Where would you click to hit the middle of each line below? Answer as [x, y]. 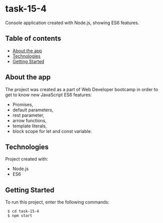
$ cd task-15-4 [23, 211]
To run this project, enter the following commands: [57, 202]
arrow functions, [29, 120]
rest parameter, [28, 115]
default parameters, [33, 110]
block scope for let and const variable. [52, 131]
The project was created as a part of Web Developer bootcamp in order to [82, 89]
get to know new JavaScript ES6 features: [48, 95]
